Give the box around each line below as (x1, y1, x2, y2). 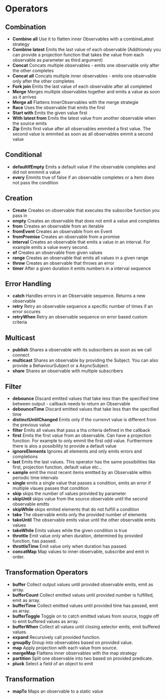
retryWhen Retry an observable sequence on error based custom (12, 314, 148, 320)
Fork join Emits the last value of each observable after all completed (12, 83, 153, 89)
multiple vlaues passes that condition (12, 485, 89, 491)
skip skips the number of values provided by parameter (12, 490, 127, 497)
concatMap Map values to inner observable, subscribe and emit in (12, 548, 149, 554)
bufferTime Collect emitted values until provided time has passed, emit (12, 602, 158, 609)
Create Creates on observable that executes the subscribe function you (12, 207, 160, 213)
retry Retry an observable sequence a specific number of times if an (12, 304, 153, 310)
